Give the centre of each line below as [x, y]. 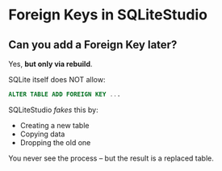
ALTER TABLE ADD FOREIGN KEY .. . [65, 94]
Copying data [42, 134]
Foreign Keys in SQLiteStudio [108, 15]
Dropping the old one [55, 142]
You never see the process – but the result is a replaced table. [111, 158]
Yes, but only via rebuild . [50, 64]
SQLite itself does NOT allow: [57, 79]
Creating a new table [54, 125]
